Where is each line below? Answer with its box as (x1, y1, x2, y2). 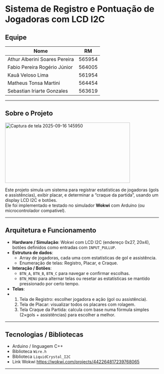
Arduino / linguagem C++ (12, 343, 63, 349)
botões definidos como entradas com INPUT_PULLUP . (12, 244, 116, 250)
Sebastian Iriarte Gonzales (7, 88, 68, 94)
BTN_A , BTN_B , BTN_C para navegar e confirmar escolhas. (19, 270, 130, 276)
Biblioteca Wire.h (12, 349, 47, 354)
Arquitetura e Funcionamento (5, 226, 97, 235)
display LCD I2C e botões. (5, 197, 58, 203)
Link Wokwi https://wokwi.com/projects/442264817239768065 (12, 359, 140, 365)
